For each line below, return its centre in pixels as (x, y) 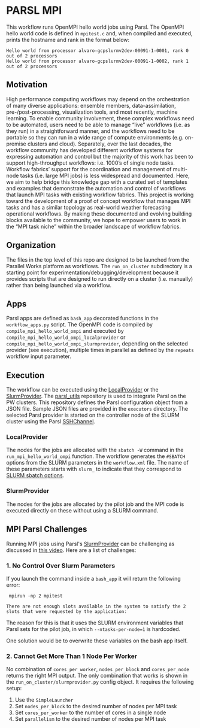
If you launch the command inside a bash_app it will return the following (93, 578)
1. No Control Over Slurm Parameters (61, 565)
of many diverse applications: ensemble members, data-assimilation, (91, 105)
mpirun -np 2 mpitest (36, 596)
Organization (31, 245)
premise (16, 144)
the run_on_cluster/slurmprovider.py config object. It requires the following (100, 682)
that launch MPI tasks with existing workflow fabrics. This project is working (100, 195)
